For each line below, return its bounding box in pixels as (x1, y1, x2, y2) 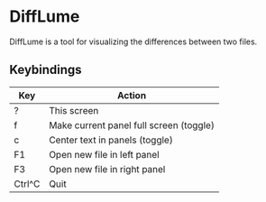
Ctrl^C (14, 178, 41, 190)
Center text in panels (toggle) (49, 133, 173, 146)
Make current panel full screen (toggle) (49, 119, 215, 132)
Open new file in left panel (49, 148, 160, 161)
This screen (49, 104, 99, 116)
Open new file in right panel (49, 162, 166, 175)
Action (116, 88, 147, 101)
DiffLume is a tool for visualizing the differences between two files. (9, 36, 258, 47)
